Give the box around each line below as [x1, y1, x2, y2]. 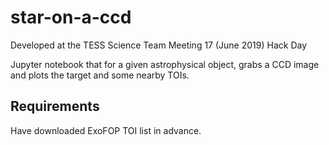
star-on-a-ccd [10, 6, 132, 29]
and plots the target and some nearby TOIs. [10, 69, 190, 81]
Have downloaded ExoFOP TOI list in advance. [10, 124, 202, 136]
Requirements [10, 98, 100, 115]
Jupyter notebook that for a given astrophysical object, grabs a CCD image [10, 58, 320, 70]
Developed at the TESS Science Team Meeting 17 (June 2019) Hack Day [10, 39, 308, 51]
